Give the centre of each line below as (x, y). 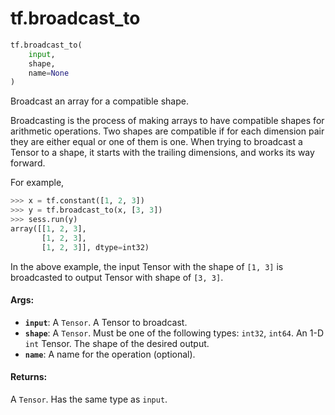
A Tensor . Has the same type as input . (89, 399)
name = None (49, 73)
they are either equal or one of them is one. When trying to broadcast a (156, 142)
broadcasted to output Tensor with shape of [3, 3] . (117, 277)
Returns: (29, 377)
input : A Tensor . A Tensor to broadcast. (106, 322)
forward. (28, 163)
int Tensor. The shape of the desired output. (117, 343)
